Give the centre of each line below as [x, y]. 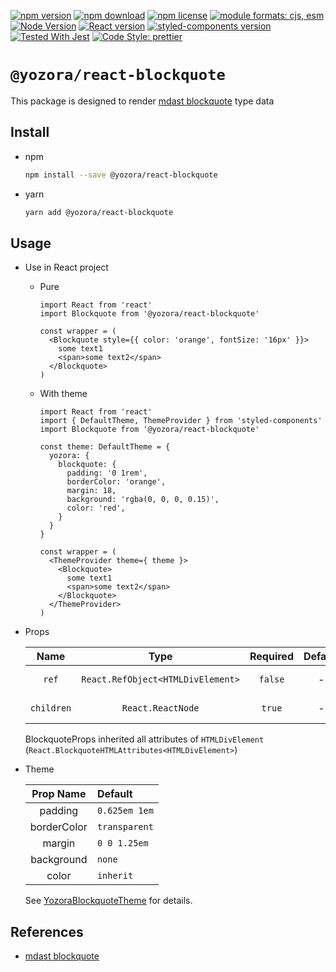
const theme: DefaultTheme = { [105, 447]
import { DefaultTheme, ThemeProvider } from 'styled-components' [181, 421]
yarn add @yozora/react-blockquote [99, 212]
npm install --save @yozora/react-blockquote [121, 175]
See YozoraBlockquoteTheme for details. [108, 901]
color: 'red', [96, 508]
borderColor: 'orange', [116, 482]
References [47, 931]
